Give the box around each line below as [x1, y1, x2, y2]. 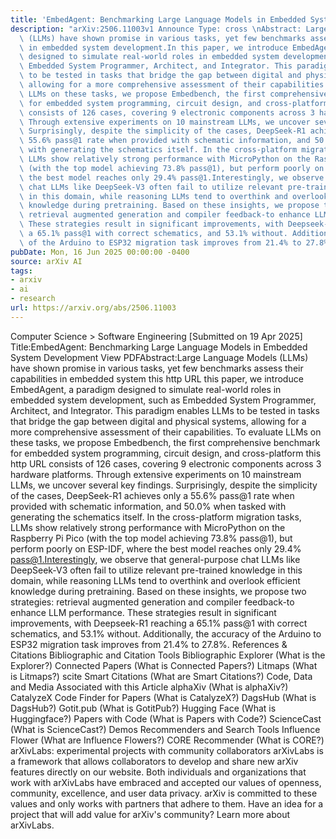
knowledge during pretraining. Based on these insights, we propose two [10, 585, 307, 597]
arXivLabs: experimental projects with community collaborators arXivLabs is [10, 744, 324, 756]
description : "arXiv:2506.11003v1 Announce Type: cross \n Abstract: [10, 24, 302, 34]
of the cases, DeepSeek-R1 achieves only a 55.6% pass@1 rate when [10, 489, 295, 501]
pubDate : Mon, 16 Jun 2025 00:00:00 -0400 [10, 247, 190, 257]
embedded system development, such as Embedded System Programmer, [10, 394, 317, 406]
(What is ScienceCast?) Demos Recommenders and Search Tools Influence [10, 723, 321, 735]
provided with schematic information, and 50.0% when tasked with [10, 500, 287, 512]
